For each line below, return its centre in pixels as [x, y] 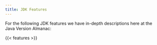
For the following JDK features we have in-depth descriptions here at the [79, 23]
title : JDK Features [26, 9]
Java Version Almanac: [28, 28]
